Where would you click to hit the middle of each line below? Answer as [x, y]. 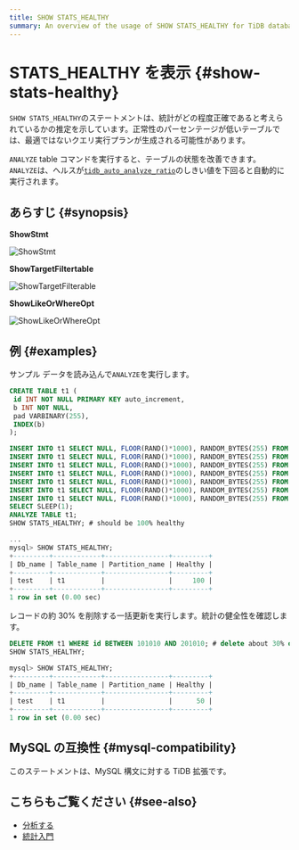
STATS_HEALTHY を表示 [100, 73]
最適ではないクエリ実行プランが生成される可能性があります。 [137, 140]
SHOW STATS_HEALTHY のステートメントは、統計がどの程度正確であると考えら [146, 118]
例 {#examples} [53, 351]
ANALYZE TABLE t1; [43, 515]
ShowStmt [29, 235]
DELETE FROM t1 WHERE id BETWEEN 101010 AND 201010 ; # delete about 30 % [147, 644]
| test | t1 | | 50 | [111, 701]
